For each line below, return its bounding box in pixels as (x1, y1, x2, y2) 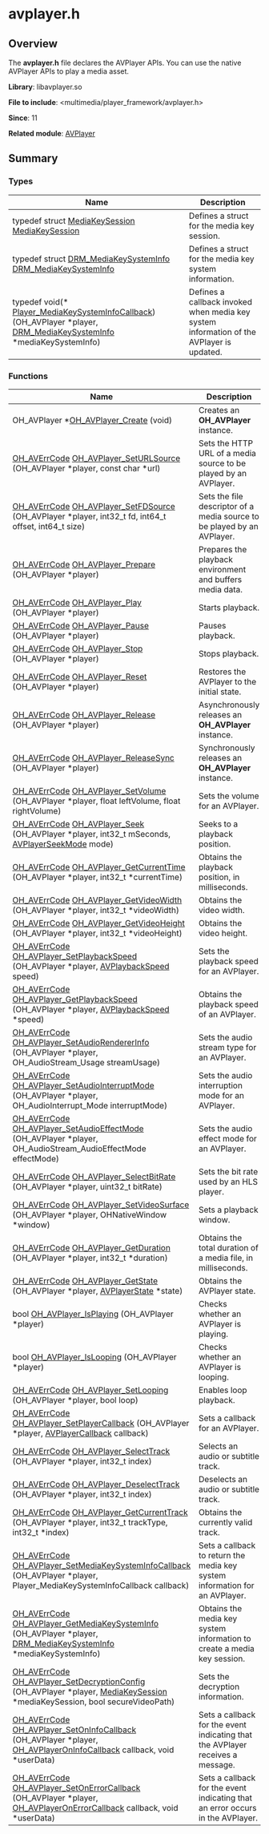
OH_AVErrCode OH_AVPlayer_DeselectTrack (12, 1478, 180, 1489)
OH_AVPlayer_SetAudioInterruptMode (12, 1080, 155, 1091)
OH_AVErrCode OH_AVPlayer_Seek (12, 818, 145, 830)
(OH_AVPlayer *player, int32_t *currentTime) (12, 871, 183, 883)
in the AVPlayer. (199, 1812, 259, 1824)
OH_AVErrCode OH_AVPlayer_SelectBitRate (12, 1171, 176, 1182)
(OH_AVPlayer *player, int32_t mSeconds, (12, 828, 171, 839)
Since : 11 (8, 113, 38, 123)
